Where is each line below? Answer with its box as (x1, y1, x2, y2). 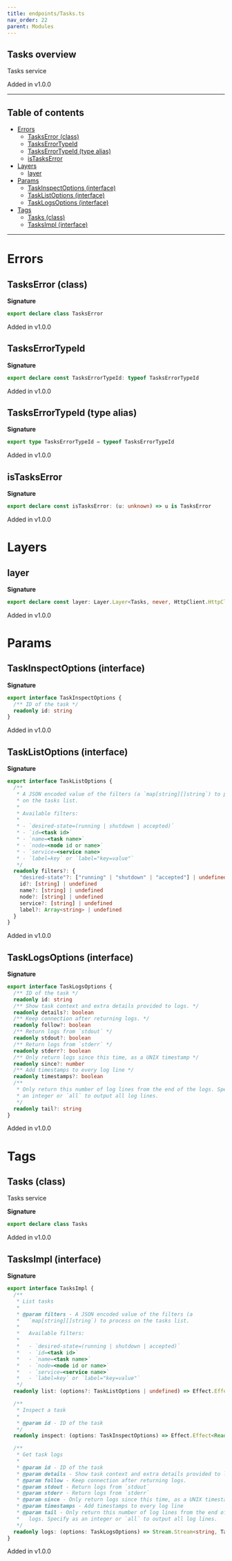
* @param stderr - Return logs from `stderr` (16, 1490, 150, 1497)
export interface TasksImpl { (7, 1285, 95, 1292)
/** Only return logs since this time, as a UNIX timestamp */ (13, 1054, 199, 1061)
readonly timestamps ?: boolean (13, 1073, 104, 1080)
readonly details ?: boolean (13, 1009, 95, 1016)
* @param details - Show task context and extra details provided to (16, 1471, 221, 1477)
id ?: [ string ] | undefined (19, 881, 97, 888)
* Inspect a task (16, 1406, 67, 1413)
